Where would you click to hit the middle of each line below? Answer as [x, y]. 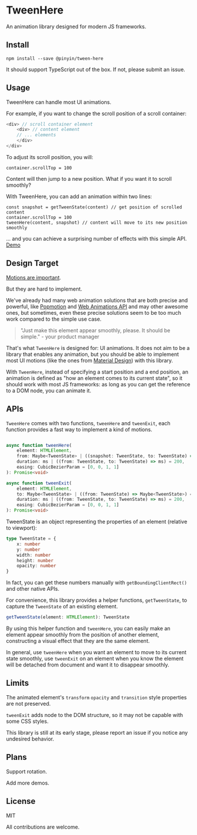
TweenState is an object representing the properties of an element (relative [97, 522]
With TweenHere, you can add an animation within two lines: [79, 196]
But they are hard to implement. [44, 289]
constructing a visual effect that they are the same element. [78, 641]
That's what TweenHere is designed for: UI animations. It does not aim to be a [98, 348]
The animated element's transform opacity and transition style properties [96, 697]
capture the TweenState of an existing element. [62, 607]
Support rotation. [27, 771]
